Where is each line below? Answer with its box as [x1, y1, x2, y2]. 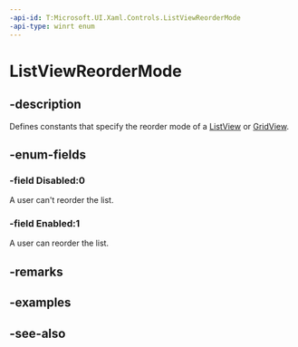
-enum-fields [9, 147, 86, 162]
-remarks [9, 264, 63, 279]
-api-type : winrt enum [9, 22, 95, 31]
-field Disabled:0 [9, 174, 86, 187]
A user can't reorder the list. [9, 195, 114, 206]
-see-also [9, 325, 66, 341]
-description [9, 97, 82, 112]
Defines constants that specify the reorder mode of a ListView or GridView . [9, 120, 290, 131]
